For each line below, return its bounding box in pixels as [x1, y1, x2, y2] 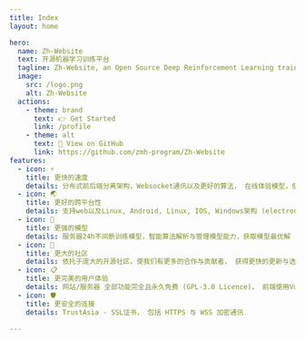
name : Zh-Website [17, 46, 84, 55]
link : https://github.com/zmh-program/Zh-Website [33, 148, 225, 157]
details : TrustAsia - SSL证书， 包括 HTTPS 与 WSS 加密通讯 [25, 307, 244, 317]
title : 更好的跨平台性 [25, 199, 103, 208]
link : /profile [33, 122, 92, 131]
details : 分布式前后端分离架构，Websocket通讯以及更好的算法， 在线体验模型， [25, 181, 292, 190]
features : [9, 156, 47, 165]
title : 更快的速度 [25, 173, 89, 182]
